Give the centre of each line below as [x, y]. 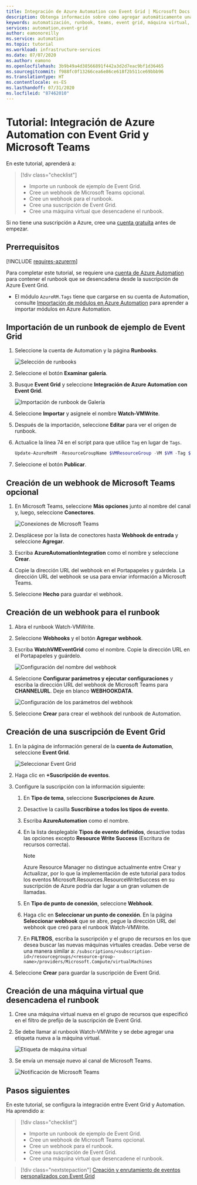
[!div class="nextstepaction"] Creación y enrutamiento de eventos [100, 1170]
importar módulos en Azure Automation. [63, 309]
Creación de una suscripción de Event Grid [86, 732]
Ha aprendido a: [26, 1111]
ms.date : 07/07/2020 [31, 55]
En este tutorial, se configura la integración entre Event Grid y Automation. [96, 1105]
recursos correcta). [47, 844]
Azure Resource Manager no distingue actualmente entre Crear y [102, 867]
